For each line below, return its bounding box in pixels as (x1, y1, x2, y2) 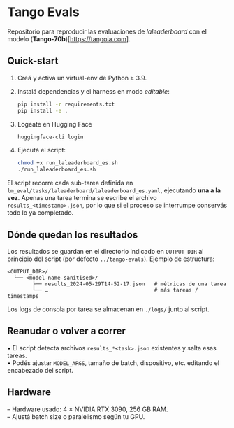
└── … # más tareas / (32, 286, 198, 294)
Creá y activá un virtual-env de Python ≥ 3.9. (17, 73, 147, 82)
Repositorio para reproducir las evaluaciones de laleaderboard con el (7, 27, 207, 36)
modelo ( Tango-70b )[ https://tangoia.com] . (7, 34, 131, 43)
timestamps (7, 292, 39, 299)
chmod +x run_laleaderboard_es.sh (17, 159, 118, 166)
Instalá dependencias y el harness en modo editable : (17, 87, 170, 95)
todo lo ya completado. (7, 208, 74, 217)
